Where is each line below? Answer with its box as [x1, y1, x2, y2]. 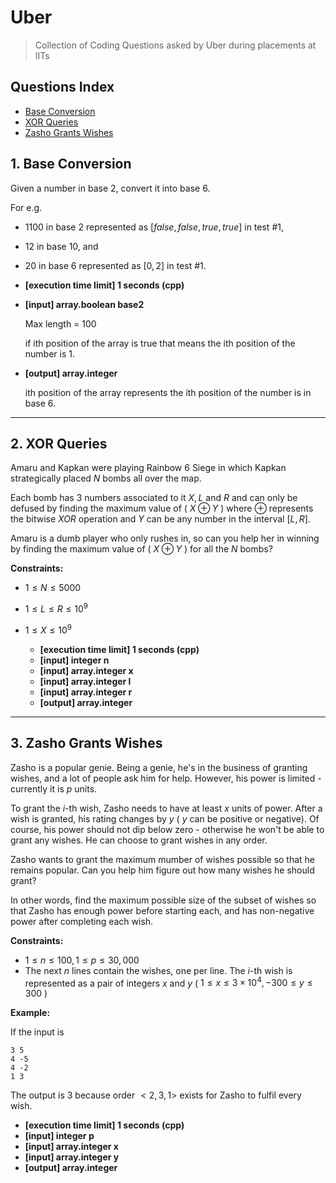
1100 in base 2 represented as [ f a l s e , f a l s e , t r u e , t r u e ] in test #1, [24, 221, 284, 233]
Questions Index [10, 79, 115, 96]
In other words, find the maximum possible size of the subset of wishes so [10, 894, 317, 906]
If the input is [10, 1026, 65, 1038]
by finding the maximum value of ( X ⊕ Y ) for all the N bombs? [10, 543, 273, 555]
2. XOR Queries [10, 435, 108, 452]
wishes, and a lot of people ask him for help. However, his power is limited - [10, 772, 322, 784]
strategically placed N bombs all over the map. [10, 472, 202, 485]
